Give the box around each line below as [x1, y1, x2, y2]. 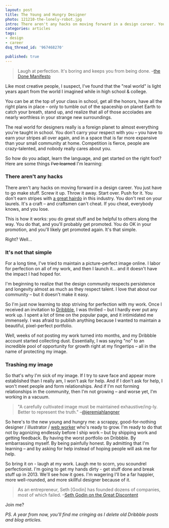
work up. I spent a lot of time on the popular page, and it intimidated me [5, 312, 154, 318]
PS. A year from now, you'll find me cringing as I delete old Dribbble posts [5, 511, 158, 517]
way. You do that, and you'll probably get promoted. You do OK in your [5, 221, 151, 227]
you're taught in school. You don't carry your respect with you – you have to [5, 129, 162, 135]
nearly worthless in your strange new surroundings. [5, 114, 112, 120]
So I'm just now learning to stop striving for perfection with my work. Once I [5, 301, 162, 308]
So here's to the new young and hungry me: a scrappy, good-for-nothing [5, 419, 156, 425]
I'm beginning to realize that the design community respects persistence [5, 281, 155, 287]
